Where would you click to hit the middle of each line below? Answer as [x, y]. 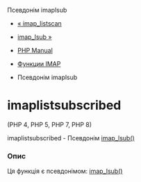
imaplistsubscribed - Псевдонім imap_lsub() [71, 138]
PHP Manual [35, 50]
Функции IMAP [39, 64]
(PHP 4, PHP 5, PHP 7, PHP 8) [50, 124]
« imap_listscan [40, 23]
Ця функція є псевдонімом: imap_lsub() [65, 171]
